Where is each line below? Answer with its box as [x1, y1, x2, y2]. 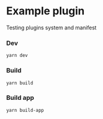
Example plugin [6, 4, 85, 18]
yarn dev [6, 53, 28, 59]
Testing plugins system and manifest [6, 24, 97, 31]
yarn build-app [6, 107, 44, 113]
